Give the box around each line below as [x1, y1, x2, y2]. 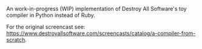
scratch [6, 36, 25, 43]
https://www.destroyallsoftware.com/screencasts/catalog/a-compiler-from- [6, 30, 196, 37]
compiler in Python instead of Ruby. [6, 11, 96, 19]
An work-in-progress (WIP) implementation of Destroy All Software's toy [6, 5, 187, 12]
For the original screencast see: [6, 24, 86, 30]
